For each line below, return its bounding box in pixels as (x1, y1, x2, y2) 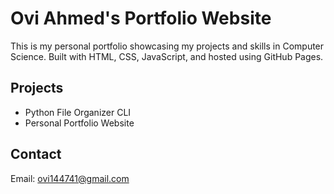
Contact (10, 146, 62, 163)
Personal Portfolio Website (24, 117, 135, 129)
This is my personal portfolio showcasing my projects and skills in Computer (10, 40, 325, 52)
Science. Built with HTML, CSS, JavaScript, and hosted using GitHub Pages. (10, 50, 324, 62)
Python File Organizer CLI (24, 106, 132, 118)
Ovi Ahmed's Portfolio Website (10, 7, 272, 30)
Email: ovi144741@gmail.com (10, 172, 130, 184)
